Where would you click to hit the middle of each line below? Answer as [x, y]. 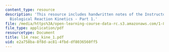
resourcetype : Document [30, 33]
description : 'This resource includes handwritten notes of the [74, 14]
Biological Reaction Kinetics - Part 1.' [54, 19]
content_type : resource [30, 10]
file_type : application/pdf [35, 28]
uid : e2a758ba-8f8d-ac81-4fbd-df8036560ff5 [52, 42]
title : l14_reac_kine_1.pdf [35, 38]
